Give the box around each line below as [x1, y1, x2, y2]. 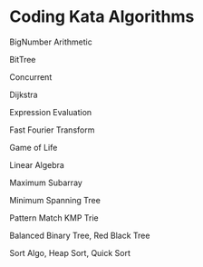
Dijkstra [9, 89, 38, 100]
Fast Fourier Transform [9, 124, 95, 135]
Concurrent [9, 71, 53, 83]
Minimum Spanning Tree [9, 194, 101, 205]
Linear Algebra [9, 159, 65, 170]
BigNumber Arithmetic [9, 36, 92, 47]
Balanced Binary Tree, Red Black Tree [9, 230, 150, 241]
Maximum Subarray [9, 177, 83, 188]
